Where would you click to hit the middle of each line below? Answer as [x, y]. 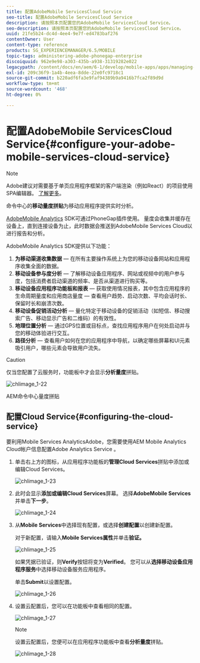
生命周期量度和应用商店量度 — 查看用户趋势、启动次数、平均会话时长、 [102, 296]
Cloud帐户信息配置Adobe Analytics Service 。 [62, 449]
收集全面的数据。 [41, 266]
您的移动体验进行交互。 [43, 333]
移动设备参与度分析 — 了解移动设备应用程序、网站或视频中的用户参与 [100, 273]
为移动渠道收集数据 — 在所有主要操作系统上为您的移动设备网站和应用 [100, 258]
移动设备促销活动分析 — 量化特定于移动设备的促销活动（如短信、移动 [100, 311]
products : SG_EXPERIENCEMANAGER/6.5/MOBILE [61, 51]
